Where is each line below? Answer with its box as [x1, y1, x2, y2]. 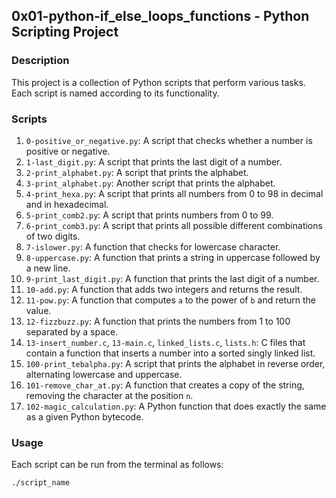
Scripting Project [11, 24, 119, 41]
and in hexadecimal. [25, 198, 109, 210]
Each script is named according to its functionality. [11, 87, 220, 99]
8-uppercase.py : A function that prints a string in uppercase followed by [25, 251, 321, 263]
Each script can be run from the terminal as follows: [11, 459, 224, 471]
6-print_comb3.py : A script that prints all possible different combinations [25, 219, 323, 231]
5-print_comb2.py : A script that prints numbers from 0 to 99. [25, 209, 274, 221]
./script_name [11, 478, 71, 488]
